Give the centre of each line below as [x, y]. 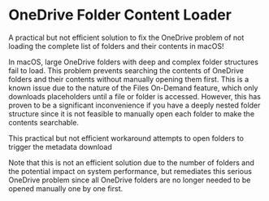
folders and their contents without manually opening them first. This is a [129, 79]
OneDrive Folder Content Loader [120, 15]
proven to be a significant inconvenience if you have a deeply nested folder [134, 105]
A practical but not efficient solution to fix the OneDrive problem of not [126, 37]
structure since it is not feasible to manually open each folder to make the [131, 114]
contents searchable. [44, 122]
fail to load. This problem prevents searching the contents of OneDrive [126, 70]
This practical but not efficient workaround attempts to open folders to [126, 138]
